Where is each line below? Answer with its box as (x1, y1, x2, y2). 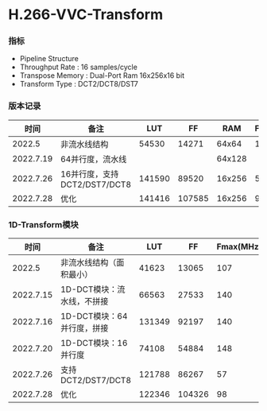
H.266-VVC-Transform (8, 6, 164, 24)
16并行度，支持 (60, 169, 119, 180)
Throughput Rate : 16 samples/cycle (19, 62, 137, 72)
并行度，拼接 (60, 323, 109, 334)
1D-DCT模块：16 (60, 338, 128, 349)
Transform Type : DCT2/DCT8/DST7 (19, 79, 139, 89)
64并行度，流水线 (60, 153, 127, 165)
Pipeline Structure (19, 54, 79, 64)
